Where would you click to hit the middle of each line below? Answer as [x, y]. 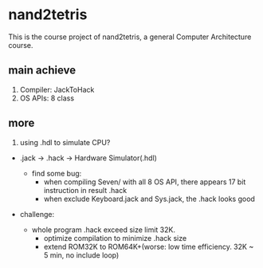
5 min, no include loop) [81, 255]
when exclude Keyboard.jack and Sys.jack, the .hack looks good [149, 199]
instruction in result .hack [85, 190]
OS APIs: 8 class [47, 98]
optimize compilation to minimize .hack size [115, 238]
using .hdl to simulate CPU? [65, 142]
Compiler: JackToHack [57, 89]
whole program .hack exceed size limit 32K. [103, 230]
